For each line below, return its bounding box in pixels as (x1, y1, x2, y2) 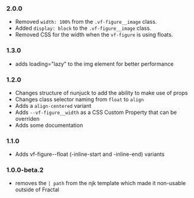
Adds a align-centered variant (15, 102, 92, 109)
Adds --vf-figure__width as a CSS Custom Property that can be (15, 108, 178, 116)
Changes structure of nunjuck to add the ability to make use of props (15, 89, 189, 96)
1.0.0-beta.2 (6, 166, 44, 174)
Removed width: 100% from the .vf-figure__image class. (15, 18, 157, 26)
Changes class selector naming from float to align (15, 96, 144, 103)
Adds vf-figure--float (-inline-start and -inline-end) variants (15, 150, 165, 158)
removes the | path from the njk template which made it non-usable (15, 180, 186, 187)
